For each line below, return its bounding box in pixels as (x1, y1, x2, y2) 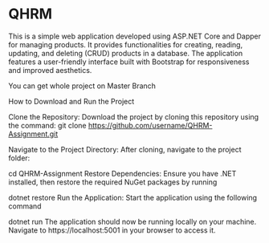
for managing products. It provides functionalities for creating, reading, (8, 39, 243, 49)
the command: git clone (8, 120, 87, 130)
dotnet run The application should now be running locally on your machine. (8, 217, 257, 226)
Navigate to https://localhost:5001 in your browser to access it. (8, 225, 216, 235)
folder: (8, 153, 31, 163)
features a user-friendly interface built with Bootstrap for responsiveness (8, 57, 250, 67)
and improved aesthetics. (8, 65, 92, 75)
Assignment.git (8, 129, 59, 139)
